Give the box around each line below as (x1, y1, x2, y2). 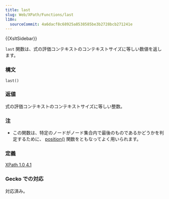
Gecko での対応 (5, 176, 44, 183)
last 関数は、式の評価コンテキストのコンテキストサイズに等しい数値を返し (5, 46, 162, 52)
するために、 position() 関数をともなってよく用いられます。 (17, 136, 141, 142)
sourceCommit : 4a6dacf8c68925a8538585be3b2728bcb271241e (10, 21, 133, 27)
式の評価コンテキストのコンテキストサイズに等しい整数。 (5, 103, 125, 109)
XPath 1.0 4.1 (5, 162, 32, 168)
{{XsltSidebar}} (5, 36, 37, 42)
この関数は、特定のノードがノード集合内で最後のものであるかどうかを (12, 130, 160, 136)
